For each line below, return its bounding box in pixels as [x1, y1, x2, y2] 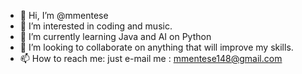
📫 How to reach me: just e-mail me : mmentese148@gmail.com [19, 53, 283, 64]
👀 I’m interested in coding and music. [19, 20, 173, 32]
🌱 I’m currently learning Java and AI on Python [19, 31, 212, 42]
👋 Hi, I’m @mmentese [19, 10, 109, 21]
